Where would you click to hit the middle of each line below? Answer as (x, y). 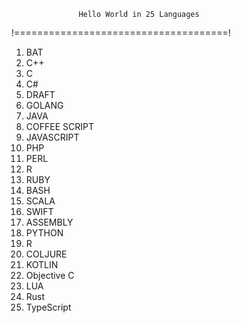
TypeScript (48, 307)
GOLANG (44, 105)
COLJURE (46, 254)
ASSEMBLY (49, 222)
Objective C (50, 275)
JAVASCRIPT (52, 137)
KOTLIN (42, 264)
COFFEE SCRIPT (59, 126)
